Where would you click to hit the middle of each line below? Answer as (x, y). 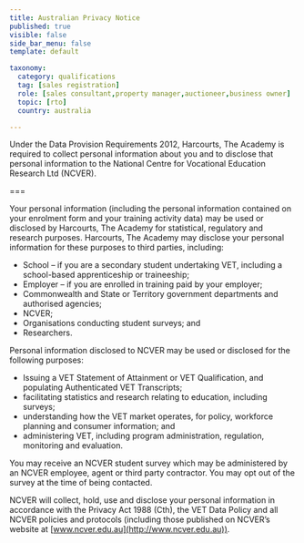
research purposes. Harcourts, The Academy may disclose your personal (147, 238)
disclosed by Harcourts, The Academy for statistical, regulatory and (137, 228)
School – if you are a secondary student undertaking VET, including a (152, 265)
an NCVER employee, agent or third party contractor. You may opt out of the (152, 473)
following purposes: (47, 360)
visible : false (38, 35)
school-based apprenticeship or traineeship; (106, 275)
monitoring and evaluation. (72, 446)
